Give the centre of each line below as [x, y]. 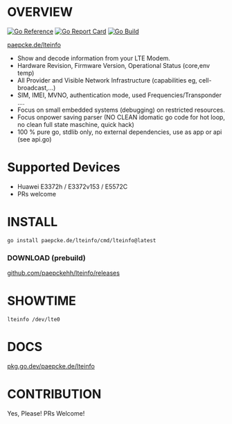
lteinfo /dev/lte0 [34, 320]
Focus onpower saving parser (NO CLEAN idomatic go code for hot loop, [121, 117]
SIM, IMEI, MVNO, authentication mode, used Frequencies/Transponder [119, 95]
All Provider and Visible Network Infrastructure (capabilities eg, [107, 80]
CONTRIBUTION [54, 395]
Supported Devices [64, 168]
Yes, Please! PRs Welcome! [46, 413]
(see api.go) [34, 139]
